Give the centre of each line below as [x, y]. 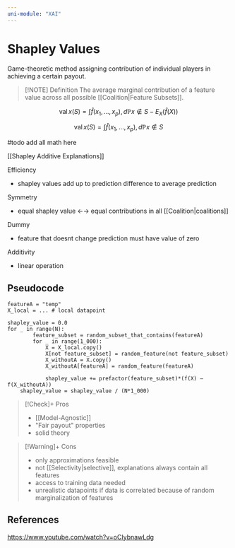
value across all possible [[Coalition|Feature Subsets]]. [104, 97]
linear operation [41, 266]
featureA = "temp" [34, 304]
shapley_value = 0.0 [38, 322]
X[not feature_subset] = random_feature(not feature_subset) [137, 354]
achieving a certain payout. [47, 76]
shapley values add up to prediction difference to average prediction [117, 184]
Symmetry [22, 197]
